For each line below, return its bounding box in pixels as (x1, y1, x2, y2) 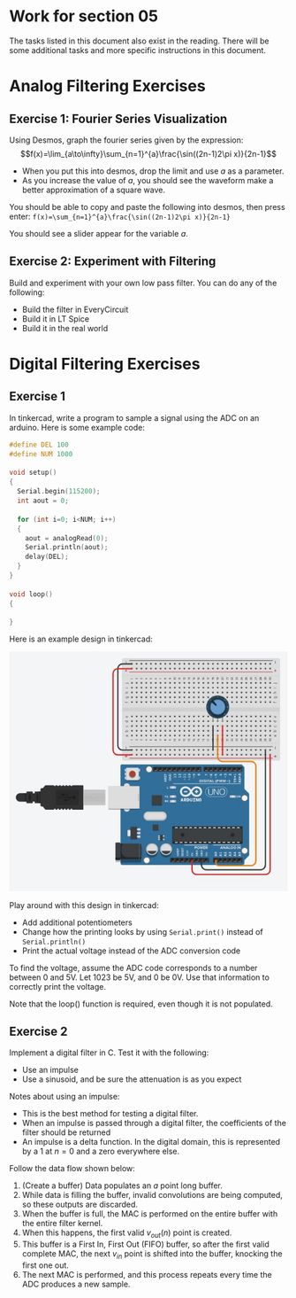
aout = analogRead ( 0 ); (25, 533, 109, 542)
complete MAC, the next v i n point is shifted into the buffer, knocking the (21, 1248, 283, 1262)
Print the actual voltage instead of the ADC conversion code (21, 945, 241, 956)
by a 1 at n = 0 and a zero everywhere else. (21, 1146, 180, 1157)
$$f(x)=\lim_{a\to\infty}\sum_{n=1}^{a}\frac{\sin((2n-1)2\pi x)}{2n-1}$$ (20, 148, 277, 159)
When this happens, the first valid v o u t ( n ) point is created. (21, 1227, 232, 1240)
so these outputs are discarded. (21, 1199, 139, 1210)
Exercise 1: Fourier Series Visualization (9, 111, 228, 126)
